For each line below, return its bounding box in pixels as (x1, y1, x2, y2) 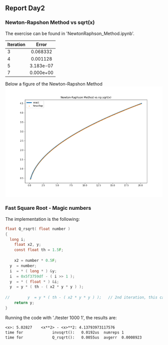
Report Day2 (5, 4, 45, 13)
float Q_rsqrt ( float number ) (5, 226, 70, 231)
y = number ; (9, 263, 37, 268)
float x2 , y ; (14, 242, 41, 247)
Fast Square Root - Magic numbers (5, 205, 91, 212)
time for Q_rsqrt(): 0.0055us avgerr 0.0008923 (5, 335, 142, 340)
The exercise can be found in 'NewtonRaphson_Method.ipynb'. (5, 30, 135, 37)
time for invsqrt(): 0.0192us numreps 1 (5, 330, 124, 335)
